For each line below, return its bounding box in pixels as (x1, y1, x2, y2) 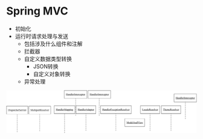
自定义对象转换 (33, 70, 71, 77)
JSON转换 (33, 62, 59, 70)
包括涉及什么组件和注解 (24, 40, 83, 47)
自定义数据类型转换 (24, 55, 72, 62)
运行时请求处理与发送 (14, 32, 68, 40)
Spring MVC (6, 4, 68, 18)
